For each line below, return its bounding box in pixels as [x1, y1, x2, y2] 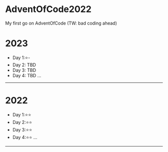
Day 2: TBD [12, 62, 36, 68]
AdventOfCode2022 [5, 4, 91, 15]
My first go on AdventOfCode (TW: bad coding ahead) [5, 20, 117, 26]
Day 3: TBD [12, 67, 36, 73]
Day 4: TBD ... [12, 72, 41, 78]
